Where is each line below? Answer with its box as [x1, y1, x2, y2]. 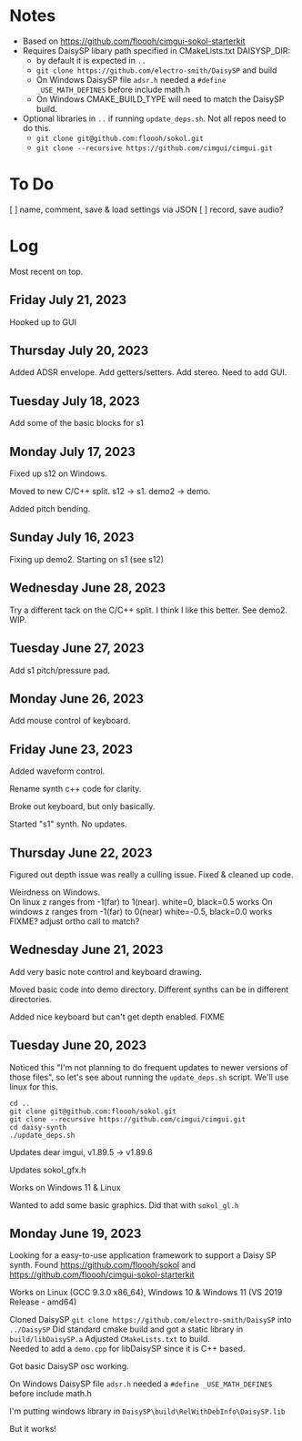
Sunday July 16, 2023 [9, 530, 135, 545]
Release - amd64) [9, 1296, 77, 1307]
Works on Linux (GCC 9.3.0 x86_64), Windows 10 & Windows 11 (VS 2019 [9, 1287, 283, 1298]
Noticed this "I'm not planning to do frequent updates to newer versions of [9, 1061, 288, 1072]
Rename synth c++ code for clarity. [9, 784, 142, 795]
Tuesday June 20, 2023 [9, 1038, 147, 1053]
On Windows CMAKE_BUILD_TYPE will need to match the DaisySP [35, 93, 285, 105]
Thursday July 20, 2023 [9, 343, 149, 359]
